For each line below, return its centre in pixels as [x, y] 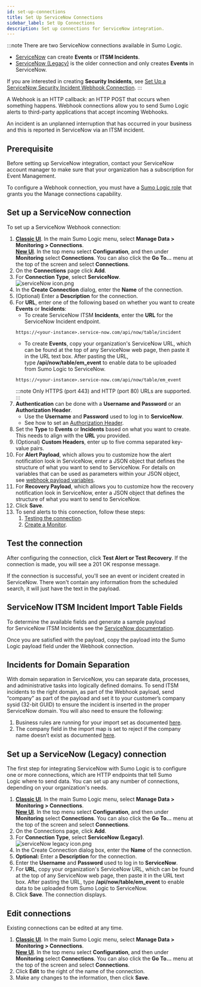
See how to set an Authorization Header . [74, 423]
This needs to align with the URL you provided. [73, 435]
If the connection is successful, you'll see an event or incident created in [96, 576]
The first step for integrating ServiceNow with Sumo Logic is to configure [97, 769]
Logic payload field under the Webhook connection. [71, 646]
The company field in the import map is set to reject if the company [98, 729]
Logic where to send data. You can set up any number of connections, [93, 781]
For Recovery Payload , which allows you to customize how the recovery [104, 486]
